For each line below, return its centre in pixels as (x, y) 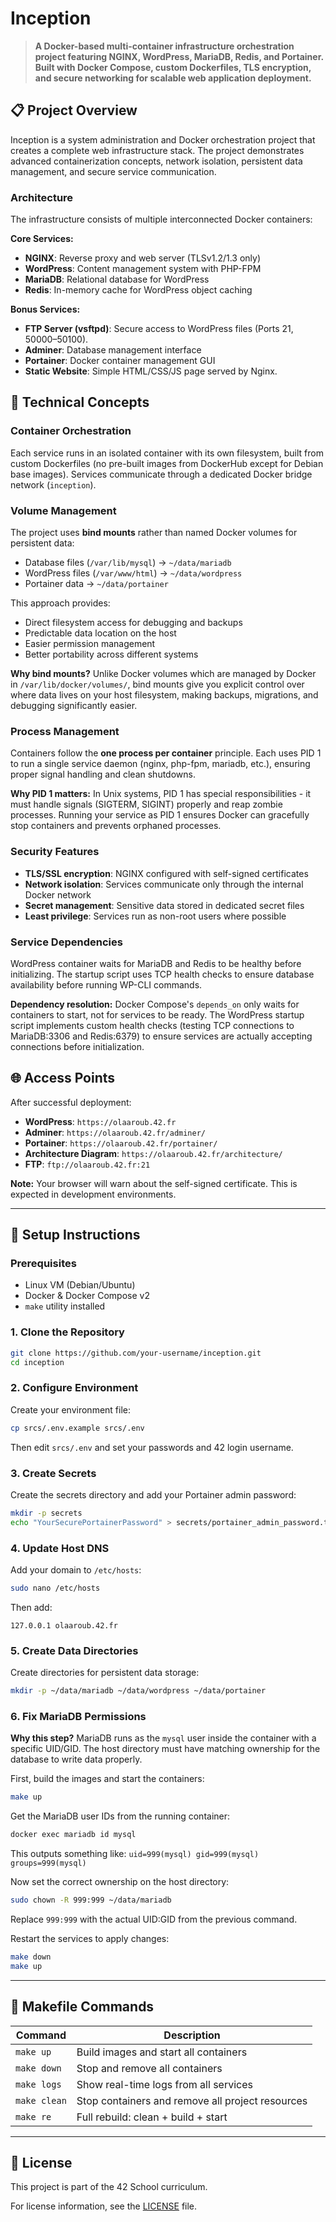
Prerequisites (43, 1264)
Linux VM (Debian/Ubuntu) (80, 1285)
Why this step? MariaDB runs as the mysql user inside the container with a (163, 1738)
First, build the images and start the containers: (107, 1779)
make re (33, 2116)
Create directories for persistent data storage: (105, 1673)
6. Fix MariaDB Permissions (78, 1716)
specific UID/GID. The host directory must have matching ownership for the (165, 1749)
